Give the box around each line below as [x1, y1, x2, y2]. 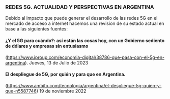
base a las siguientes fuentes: [5, 26, 68, 32]
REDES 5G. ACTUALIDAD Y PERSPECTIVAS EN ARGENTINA [5, 4, 154, 11]
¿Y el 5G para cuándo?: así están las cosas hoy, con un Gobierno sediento [5, 37, 165, 44]
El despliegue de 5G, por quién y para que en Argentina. [5, 71, 126, 77]
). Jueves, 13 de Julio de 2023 [25, 59, 88, 65]
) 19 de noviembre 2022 [36, 88, 87, 94]
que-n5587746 [5, 88, 37, 94]
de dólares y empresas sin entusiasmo [5, 43, 89, 49]
